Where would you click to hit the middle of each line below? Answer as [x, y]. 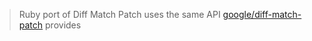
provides [63, 25]
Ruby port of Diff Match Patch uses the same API [119, 14]
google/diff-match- [262, 14]
